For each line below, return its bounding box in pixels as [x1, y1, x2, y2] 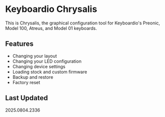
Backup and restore [12, 74, 54, 80]
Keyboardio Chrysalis [5, 3, 97, 15]
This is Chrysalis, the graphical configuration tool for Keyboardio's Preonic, [5, 20, 160, 26]
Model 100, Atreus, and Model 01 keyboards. [5, 25, 97, 31]
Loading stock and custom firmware [12, 69, 87, 75]
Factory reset [12, 79, 41, 85]
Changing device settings [12, 63, 66, 69]
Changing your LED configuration [12, 58, 82, 64]
